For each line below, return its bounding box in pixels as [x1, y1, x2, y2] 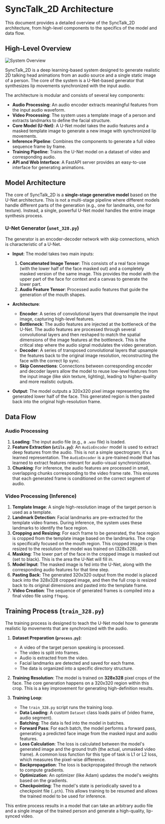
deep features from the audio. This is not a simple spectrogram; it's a [12, 449, 152, 455]
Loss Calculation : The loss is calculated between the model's [19, 741, 145, 747]
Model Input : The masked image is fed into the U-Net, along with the [12, 561, 152, 567]
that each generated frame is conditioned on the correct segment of [12, 475, 151, 481]
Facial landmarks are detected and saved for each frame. [19, 660, 136, 666]
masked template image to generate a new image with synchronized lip [12, 128, 157, 134]
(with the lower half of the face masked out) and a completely [19, 265, 144, 271]
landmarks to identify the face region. [12, 525, 88, 530]
